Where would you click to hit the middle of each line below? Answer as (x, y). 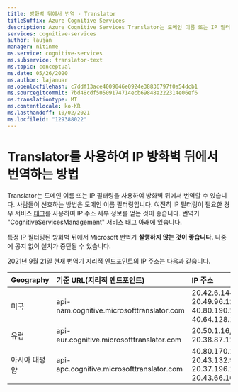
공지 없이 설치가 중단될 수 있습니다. (63, 246)
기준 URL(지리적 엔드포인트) (101, 280)
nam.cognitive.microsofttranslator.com (121, 310)
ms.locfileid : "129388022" (47, 119)
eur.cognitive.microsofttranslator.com (119, 340)
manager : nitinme (33, 47)
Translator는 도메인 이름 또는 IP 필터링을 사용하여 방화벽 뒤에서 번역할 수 (108, 195)
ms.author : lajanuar (38, 80)
